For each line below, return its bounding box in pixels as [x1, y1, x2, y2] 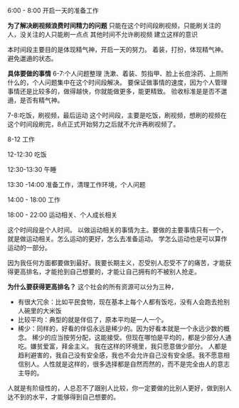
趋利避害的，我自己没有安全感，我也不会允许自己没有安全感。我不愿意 [17, 351, 224, 359]
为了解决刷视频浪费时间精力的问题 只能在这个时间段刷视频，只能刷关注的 [7, 21, 221, 30]
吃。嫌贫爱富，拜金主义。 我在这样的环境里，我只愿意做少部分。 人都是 [17, 342, 228, 350]
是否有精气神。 [19, 96, 64, 104]
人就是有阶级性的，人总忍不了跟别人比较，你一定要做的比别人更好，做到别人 [7, 384, 232, 392]
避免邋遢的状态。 [7, 54, 58, 63]
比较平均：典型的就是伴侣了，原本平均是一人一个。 [17, 316, 168, 323]
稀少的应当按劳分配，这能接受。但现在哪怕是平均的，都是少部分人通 [31, 333, 232, 341]
